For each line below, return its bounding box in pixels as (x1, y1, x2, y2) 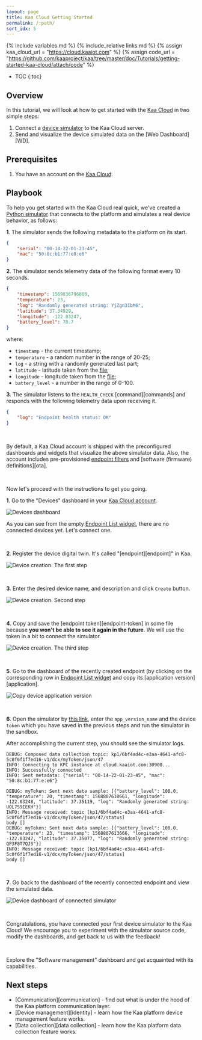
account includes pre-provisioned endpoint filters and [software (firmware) (6, 455, 192, 463)
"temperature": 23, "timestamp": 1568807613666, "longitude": (6, 830, 165, 836)
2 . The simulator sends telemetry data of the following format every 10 (6, 268, 180, 275)
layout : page (6, 8, 39, 15)
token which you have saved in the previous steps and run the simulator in (6, 721, 190, 728)
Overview (6, 90, 44, 100)
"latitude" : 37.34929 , (17, 308, 74, 314)
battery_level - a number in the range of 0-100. (14, 380, 135, 387)
